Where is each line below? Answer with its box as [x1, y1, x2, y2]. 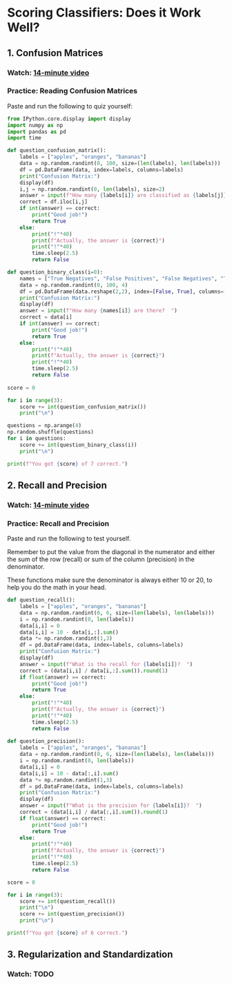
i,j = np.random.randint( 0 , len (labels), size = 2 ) [19, 185, 166, 193]
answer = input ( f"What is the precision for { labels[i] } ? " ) [19, 802, 202, 809]
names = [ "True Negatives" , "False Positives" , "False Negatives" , [19, 275, 217, 282]
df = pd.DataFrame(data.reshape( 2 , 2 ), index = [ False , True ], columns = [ [19, 288, 227, 295]
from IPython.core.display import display [7, 115, 131, 122]
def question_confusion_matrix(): [7, 147, 107, 154]
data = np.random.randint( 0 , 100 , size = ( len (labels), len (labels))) [19, 160, 221, 167]
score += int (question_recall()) [19, 898, 116, 905]
